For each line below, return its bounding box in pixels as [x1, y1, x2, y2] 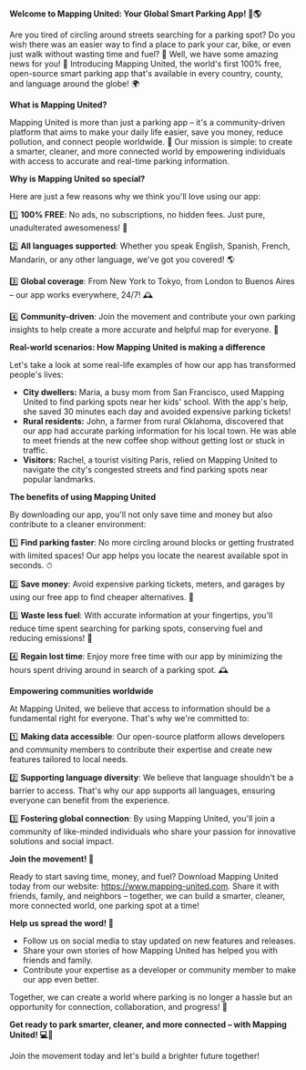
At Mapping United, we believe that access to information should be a [9, 703, 270, 714]
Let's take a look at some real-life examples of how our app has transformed [9, 360, 296, 370]
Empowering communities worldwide [9, 686, 154, 696]
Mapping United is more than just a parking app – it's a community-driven [9, 117, 285, 127]
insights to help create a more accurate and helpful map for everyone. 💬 [9, 324, 280, 335]
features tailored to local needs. [9, 754, 129, 764]
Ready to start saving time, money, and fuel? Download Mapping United [9, 871, 279, 881]
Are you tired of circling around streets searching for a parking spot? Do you [9, 29, 296, 40]
